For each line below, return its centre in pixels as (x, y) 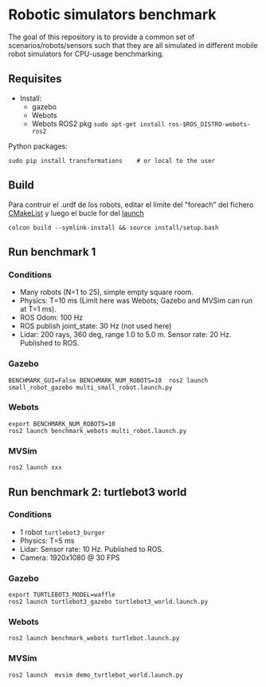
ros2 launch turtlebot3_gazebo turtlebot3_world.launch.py (108, 602)
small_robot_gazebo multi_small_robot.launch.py (90, 387)
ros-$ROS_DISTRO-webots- (209, 124)
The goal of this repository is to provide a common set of (102, 37)
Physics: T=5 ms (47, 540)
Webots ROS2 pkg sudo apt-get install (98, 123)
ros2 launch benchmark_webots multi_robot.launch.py (98, 431)
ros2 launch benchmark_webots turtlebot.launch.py (94, 638)
